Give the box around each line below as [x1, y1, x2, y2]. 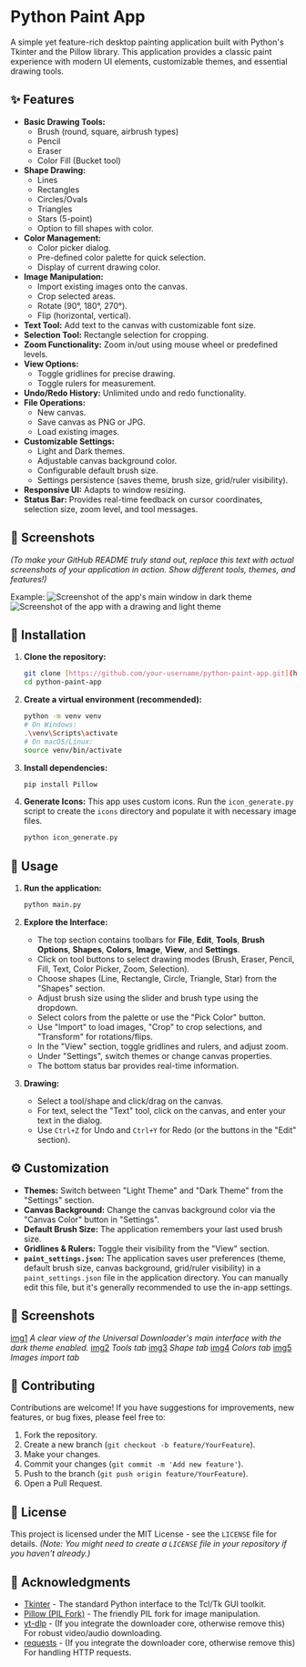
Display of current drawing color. [36, 262, 161, 273]
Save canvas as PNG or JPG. [36, 417, 147, 427]
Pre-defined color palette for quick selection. [36, 252, 207, 262]
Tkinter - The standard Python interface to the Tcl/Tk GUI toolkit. [23, 1599, 267, 1610]
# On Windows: [23, 720, 77, 729]
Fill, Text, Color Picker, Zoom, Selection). [36, 963, 190, 974]
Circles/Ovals [36, 193, 88, 204]
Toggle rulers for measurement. [36, 377, 157, 388]
